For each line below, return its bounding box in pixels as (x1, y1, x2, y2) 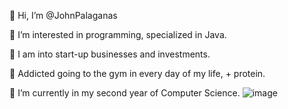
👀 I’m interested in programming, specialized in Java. (9, 29, 227, 40)
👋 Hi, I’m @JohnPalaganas (9, 10, 118, 21)
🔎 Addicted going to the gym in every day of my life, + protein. (9, 68, 266, 79)
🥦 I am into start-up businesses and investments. (9, 48, 211, 60)
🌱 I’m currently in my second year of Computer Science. (9, 87, 241, 99)
